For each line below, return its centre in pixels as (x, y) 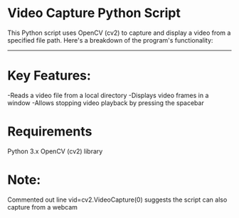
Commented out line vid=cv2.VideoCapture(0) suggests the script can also (117, 200)
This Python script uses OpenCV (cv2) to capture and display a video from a (119, 33)
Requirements (50, 132)
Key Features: (49, 76)
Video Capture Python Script (94, 13)
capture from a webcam (43, 207)
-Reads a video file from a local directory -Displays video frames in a (108, 95)
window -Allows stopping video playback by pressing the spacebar (106, 103)
